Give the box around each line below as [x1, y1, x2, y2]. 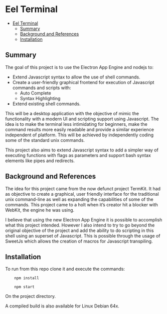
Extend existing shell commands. [12, 101, 81, 107]
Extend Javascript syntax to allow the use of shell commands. [12, 74, 140, 80]
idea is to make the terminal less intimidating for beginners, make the [5, 121, 148, 127]
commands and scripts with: [12, 85, 71, 91]
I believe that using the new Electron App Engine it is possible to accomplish [5, 216, 162, 222]
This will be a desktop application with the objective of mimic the [5, 110, 139, 116]
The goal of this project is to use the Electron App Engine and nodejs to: [5, 64, 154, 70]
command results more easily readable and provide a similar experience [5, 126, 154, 132]
